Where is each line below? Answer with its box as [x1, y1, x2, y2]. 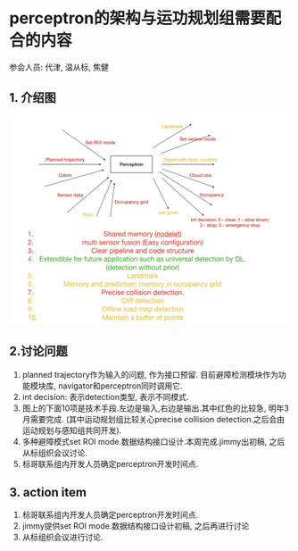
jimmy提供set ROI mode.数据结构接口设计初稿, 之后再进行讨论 [21, 521, 250, 531]
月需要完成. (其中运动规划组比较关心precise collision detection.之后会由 [21, 413, 286, 424]
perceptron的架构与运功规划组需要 [9, 8, 266, 29]
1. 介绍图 [9, 90, 56, 105]
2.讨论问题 [9, 344, 69, 359]
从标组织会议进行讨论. [21, 532, 103, 543]
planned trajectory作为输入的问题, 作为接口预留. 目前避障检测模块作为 [21, 369, 279, 380]
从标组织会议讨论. [21, 447, 87, 458]
